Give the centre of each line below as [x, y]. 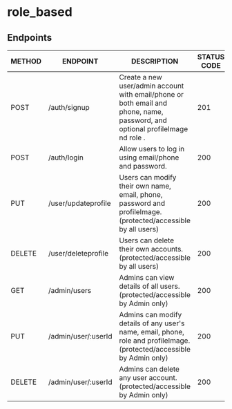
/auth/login [66, 158]
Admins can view [147, 277]
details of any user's [152, 323]
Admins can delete [149, 369]
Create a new [141, 77]
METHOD [26, 61]
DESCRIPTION [155, 61]
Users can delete [147, 240]
